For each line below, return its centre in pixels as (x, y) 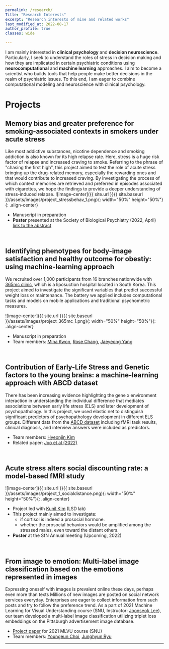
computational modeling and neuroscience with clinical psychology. (75, 84)
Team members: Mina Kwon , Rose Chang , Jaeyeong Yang (72, 341)
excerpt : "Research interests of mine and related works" (67, 19)
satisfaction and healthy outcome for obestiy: (78, 259)
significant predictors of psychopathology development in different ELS (79, 417)
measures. (16, 306)
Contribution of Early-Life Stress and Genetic (77, 367)
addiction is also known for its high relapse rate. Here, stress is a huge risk (82, 157)
